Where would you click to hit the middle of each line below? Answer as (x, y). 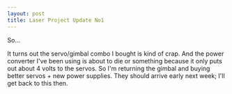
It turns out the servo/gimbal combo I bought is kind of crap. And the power (116, 54)
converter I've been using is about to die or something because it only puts (115, 61)
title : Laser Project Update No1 (56, 20)
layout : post (26, 14)
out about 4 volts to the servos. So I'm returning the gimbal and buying (109, 68)
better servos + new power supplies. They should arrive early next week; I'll (116, 76)
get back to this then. (38, 83)
